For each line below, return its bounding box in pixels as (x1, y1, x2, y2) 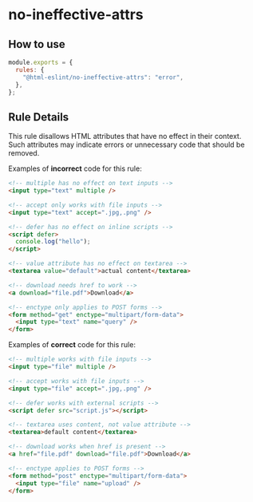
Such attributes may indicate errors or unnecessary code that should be (8, 140, 245, 149)
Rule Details (8, 110, 69, 124)
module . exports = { (8, 58, 73, 66)
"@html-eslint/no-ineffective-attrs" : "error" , (22, 73, 184, 81)
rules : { (15, 65, 45, 73)
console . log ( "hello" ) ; (15, 238, 91, 246)
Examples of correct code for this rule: (8, 340, 136, 350)
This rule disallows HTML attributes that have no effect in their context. (8, 132, 242, 141)
